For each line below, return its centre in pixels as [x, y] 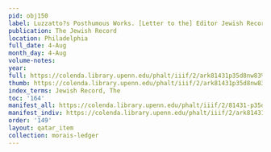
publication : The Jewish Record [63, 31]
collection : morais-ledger [54, 135]
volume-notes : [32, 61]
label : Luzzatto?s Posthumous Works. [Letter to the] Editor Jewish [126, 23]
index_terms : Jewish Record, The [65, 90]
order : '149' [30, 121]
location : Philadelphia [48, 38]
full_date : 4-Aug [38, 46]
